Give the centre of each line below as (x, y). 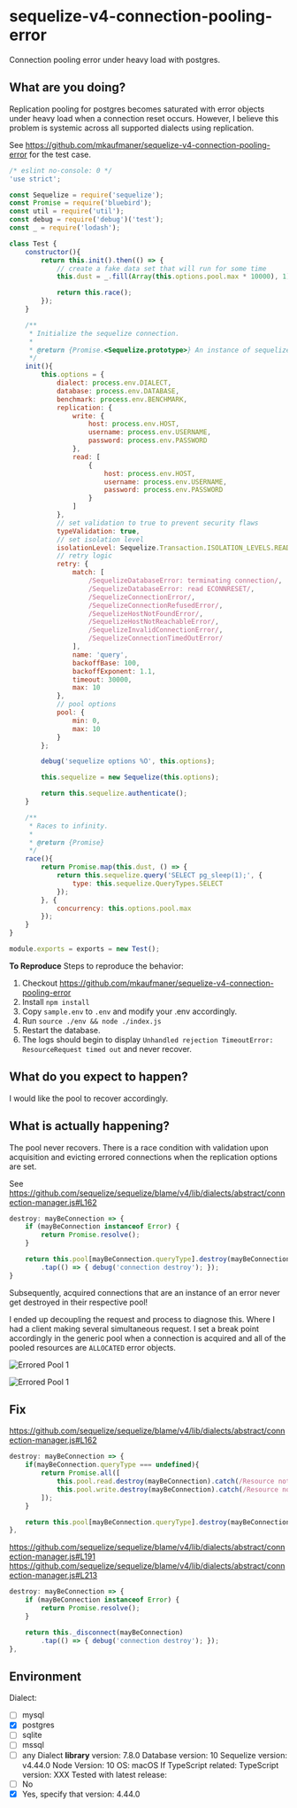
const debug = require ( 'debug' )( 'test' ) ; (87, 220)
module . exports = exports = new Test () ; (85, 949)
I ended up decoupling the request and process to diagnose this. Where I (142, 1319)
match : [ (88, 573)
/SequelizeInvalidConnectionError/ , (156, 630)
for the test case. (60, 154)
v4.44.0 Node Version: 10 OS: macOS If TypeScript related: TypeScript (150, 1765)
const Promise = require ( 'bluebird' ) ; (80, 203)
